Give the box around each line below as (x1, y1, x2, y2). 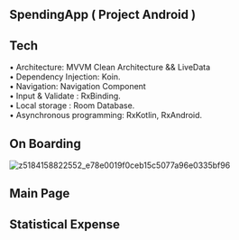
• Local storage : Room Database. (9, 100, 135, 111)
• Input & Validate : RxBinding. (9, 90, 122, 102)
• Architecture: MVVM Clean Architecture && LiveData (9, 62, 211, 73)
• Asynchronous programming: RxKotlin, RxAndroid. (9, 110, 203, 121)
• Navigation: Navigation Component (9, 81, 146, 92)
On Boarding (9, 135, 81, 152)
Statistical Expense (9, 217, 120, 232)
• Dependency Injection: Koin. (9, 71, 121, 82)
